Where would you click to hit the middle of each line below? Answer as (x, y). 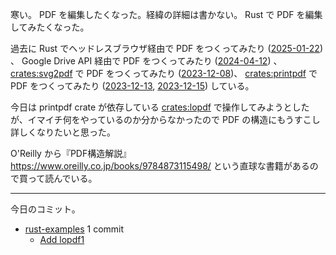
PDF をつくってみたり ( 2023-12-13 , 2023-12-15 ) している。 (132, 86)
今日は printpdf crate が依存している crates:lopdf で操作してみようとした (160, 107)
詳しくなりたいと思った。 (63, 132)
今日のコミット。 (45, 209)
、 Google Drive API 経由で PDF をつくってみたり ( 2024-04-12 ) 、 (146, 61)
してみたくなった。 (50, 27)
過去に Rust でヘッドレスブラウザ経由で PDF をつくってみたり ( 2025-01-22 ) (167, 48)
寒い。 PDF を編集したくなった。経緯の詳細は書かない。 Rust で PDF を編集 (166, 14)
